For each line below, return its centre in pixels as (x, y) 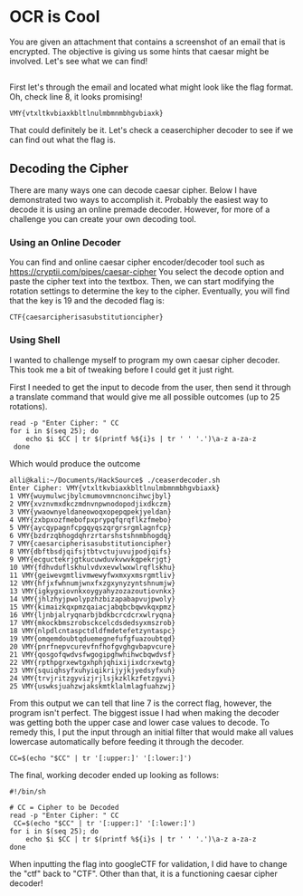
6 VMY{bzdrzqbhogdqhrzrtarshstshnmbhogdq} (90, 535)
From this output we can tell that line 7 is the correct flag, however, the (141, 703)
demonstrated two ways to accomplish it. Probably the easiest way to (139, 200)
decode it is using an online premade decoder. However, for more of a (140, 209)
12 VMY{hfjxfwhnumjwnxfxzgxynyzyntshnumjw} (93, 583)
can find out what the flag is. (62, 140)
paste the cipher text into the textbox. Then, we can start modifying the (142, 282)
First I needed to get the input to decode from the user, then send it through (150, 387)
